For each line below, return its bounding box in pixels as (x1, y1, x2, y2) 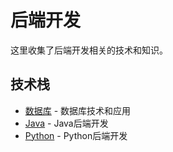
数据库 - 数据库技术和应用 (24, 104, 132, 116)
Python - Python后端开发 (24, 129, 128, 141)
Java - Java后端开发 (24, 117, 109, 129)
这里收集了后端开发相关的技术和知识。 (10, 44, 168, 56)
